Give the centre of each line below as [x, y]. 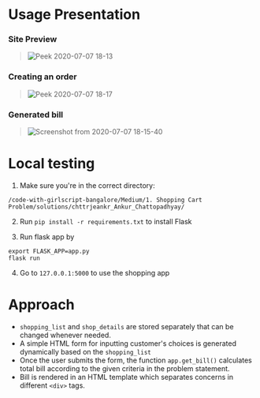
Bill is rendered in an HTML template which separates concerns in [126, 377]
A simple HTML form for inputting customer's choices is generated [128, 343]
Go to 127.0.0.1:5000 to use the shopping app [95, 273]
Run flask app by [47, 237]
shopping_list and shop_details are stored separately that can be [126, 326]
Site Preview [33, 39]
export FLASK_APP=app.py [49, 252]
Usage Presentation [74, 15]
